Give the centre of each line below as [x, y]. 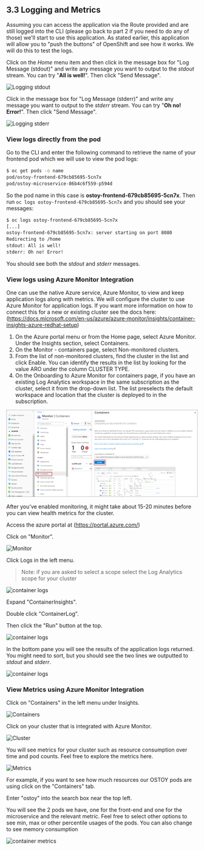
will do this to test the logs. [40, 50]
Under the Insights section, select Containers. [72, 344]
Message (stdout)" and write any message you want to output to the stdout [100, 69]
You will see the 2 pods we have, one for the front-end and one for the [94, 810]
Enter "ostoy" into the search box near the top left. [69, 798]
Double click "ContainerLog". [42, 614]
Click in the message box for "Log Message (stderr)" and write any [90, 98]
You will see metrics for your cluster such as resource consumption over [97, 750]
